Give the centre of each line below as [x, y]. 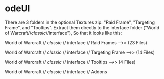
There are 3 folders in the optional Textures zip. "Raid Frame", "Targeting [80, 22]
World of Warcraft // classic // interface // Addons [56, 71]
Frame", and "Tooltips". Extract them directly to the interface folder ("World [82, 27]
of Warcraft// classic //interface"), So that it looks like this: [64, 33]
